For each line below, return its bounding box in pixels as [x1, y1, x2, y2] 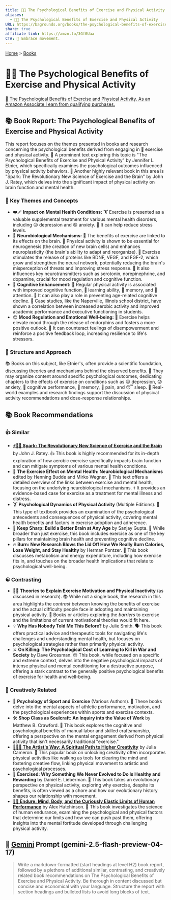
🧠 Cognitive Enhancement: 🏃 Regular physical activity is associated [12, 281, 156, 287]
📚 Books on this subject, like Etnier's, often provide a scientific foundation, [5, 361, 163, 367]
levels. [12, 227, 26, 233]
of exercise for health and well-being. [12, 673, 92, 680]
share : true [5, 27, 31, 32]
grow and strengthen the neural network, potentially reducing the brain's [12, 259, 165, 266]
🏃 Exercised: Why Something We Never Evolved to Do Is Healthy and [12, 771, 161, 777]
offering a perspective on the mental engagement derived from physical [12, 733, 164, 739]
